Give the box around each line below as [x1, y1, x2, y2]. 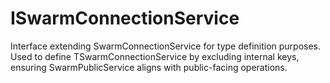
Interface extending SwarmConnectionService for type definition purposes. [10, 40, 322, 52]
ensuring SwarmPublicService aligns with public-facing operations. [10, 61, 288, 73]
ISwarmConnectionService [10, 7, 240, 30]
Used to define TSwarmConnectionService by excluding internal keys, [10, 50, 300, 62]
